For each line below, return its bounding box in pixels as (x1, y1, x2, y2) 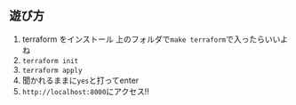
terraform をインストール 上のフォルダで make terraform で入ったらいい (21, 34, 281, 44)
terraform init (21, 56, 79, 65)
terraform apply (21, 66, 83, 75)
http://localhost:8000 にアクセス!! (21, 85, 149, 96)
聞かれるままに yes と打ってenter (21, 75, 140, 85)
